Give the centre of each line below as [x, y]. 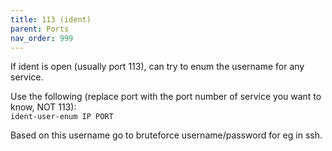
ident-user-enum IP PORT [62, 117]
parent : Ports [40, 29]
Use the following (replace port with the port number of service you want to [166, 97]
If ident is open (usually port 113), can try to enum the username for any [157, 67]
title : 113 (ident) [51, 19]
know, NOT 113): [43, 107]
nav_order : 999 [42, 38]
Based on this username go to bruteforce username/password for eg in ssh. [166, 135]
